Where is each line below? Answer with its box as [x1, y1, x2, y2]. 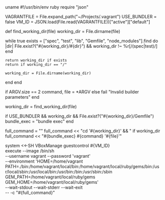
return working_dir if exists [5, 58, 67, 63]
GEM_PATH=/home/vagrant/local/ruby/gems [5, 174, 96, 180]
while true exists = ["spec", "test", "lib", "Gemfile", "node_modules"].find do [5, 38, 159, 44]
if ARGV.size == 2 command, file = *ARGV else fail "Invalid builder [5, 89, 139, 95]
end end [5, 80, 22, 85]
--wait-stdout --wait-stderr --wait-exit [5, 184, 83, 190]
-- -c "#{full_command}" [5, 190, 55, 196]
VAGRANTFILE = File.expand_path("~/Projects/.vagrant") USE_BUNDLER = [5, 14, 157, 19]
